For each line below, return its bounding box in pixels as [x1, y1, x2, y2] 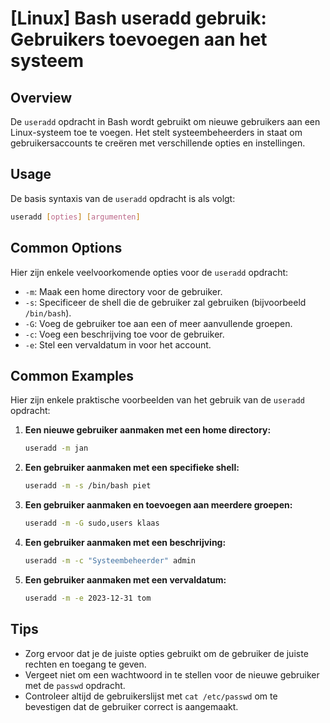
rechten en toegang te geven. [24, 658, 147, 670]
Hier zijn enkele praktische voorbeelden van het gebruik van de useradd [10, 394, 305, 406]
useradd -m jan [24, 443, 89, 454]
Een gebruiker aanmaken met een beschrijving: [24, 536, 227, 548]
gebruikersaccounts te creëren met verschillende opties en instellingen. [10, 137, 306, 149]
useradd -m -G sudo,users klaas [24, 518, 160, 529]
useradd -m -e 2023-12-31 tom [24, 593, 152, 603]
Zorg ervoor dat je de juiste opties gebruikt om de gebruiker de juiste [24, 647, 309, 659]
